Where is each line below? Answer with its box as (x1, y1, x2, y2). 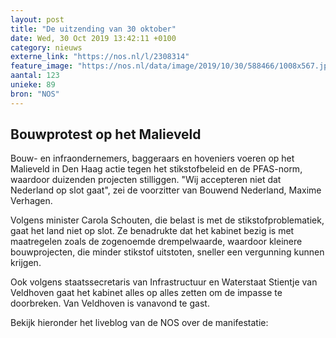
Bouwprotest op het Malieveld (10, 126, 202, 143)
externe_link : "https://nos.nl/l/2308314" (10, 52, 190, 62)
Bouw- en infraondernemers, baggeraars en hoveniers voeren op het (10, 152, 295, 165)
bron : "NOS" (10, 89, 60, 99)
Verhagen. (10, 195, 53, 207)
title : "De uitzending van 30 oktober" (10, 24, 177, 34)
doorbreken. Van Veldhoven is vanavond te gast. (10, 297, 210, 310)
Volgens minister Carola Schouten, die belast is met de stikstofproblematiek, (10, 214, 325, 226)
